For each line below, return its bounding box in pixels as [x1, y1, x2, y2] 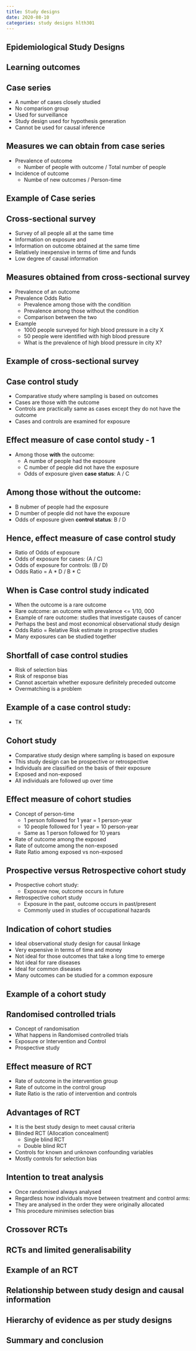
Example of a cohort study [6, 989, 106, 999]
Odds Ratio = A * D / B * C [14, 568, 81, 575]
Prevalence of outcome [14, 157, 73, 164]
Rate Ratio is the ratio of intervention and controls [14, 1090, 137, 1097]
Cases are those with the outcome [14, 399, 100, 406]
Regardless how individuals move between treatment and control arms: [14, 1194, 190, 1202]
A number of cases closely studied [14, 98, 101, 105]
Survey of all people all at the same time [14, 229, 114, 237]
